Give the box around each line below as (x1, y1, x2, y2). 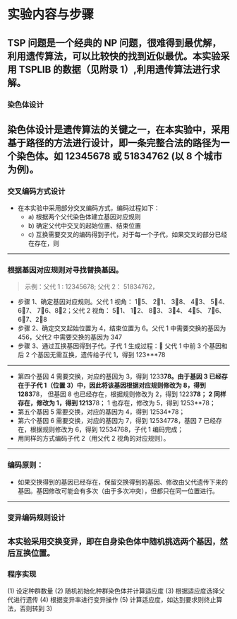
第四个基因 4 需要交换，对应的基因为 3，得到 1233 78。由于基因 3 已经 (17, 372, 222, 381)
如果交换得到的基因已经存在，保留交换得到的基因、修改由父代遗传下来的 (17, 478, 228, 486)
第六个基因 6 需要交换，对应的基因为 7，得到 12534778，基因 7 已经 (17, 417, 217, 425)
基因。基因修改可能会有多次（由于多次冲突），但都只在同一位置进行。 (17, 486, 219, 495)
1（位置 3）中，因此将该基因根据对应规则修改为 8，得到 (44, 381, 206, 390)
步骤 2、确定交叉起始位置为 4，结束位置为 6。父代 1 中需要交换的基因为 (17, 324, 226, 332)
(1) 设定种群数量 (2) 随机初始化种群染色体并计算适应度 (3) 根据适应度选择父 (7, 586, 226, 595)
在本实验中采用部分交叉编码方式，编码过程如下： (17, 204, 160, 212)
